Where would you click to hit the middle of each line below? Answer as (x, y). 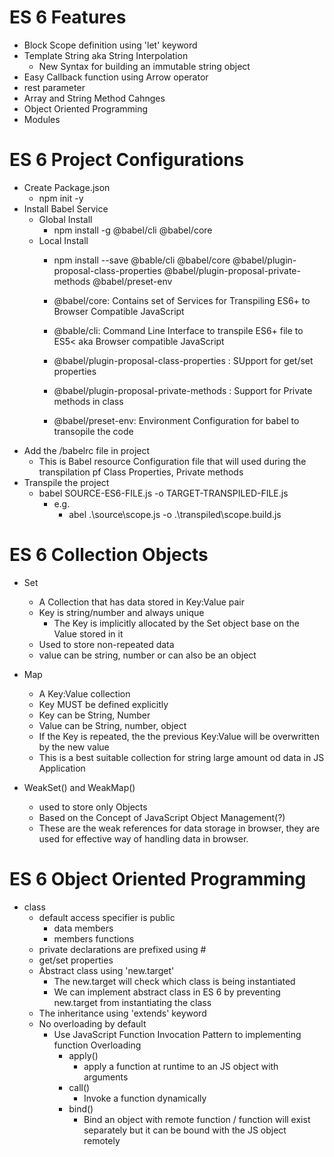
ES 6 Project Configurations (127, 160)
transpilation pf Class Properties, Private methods (141, 472)
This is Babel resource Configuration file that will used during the (172, 461)
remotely (102, 1140)
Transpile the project (66, 482)
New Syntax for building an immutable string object (144, 66)
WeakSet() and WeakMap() (79, 787)
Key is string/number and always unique (121, 612)
